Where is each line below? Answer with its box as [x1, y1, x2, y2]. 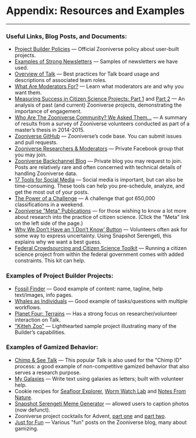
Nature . [14, 393, 33, 401]
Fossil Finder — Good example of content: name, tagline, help [14, 285, 163, 292]
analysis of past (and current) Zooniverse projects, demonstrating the [14, 101, 182, 109]
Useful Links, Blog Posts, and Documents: [6, 32, 127, 40]
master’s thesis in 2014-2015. [14, 126, 85, 134]
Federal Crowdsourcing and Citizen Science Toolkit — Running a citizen [14, 245, 187, 252]
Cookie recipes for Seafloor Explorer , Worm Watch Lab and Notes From [14, 388, 186, 395]
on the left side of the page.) [14, 220, 83, 227]
